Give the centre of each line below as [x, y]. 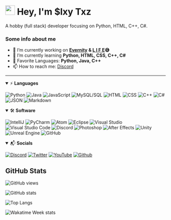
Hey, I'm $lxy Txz [54, 12]
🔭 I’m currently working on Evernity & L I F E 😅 [61, 50]
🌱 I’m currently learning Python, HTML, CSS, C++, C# [69, 55]
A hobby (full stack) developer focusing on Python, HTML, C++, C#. [76, 26]
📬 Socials [21, 143]
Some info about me [31, 39]
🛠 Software [23, 111]
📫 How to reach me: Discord [43, 66]
